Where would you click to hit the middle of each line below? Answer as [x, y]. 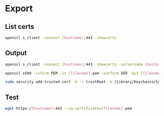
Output [16, 53]
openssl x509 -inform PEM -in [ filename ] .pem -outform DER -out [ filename [83, 73]
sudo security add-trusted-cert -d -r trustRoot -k [59, 82]
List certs [20, 27]
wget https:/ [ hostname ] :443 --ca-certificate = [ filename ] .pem [69, 109]
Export [19, 9]
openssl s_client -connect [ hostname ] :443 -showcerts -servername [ [76, 64]
